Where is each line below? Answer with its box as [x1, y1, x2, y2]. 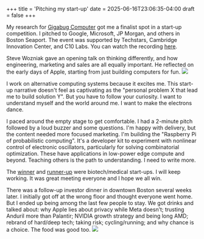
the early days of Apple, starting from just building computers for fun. [6, 68, 181, 75]
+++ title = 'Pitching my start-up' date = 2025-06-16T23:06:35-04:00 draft [6, 5, 195, 12]
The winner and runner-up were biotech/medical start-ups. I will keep [6, 168, 181, 175]
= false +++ [6, 12, 36, 19]
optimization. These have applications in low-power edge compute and [6, 150, 185, 157]
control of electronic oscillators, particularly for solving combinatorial [6, 144, 180, 151]
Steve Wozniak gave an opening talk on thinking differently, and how [6, 55, 178, 61]
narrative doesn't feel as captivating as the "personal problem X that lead [14, 86, 198, 94]
